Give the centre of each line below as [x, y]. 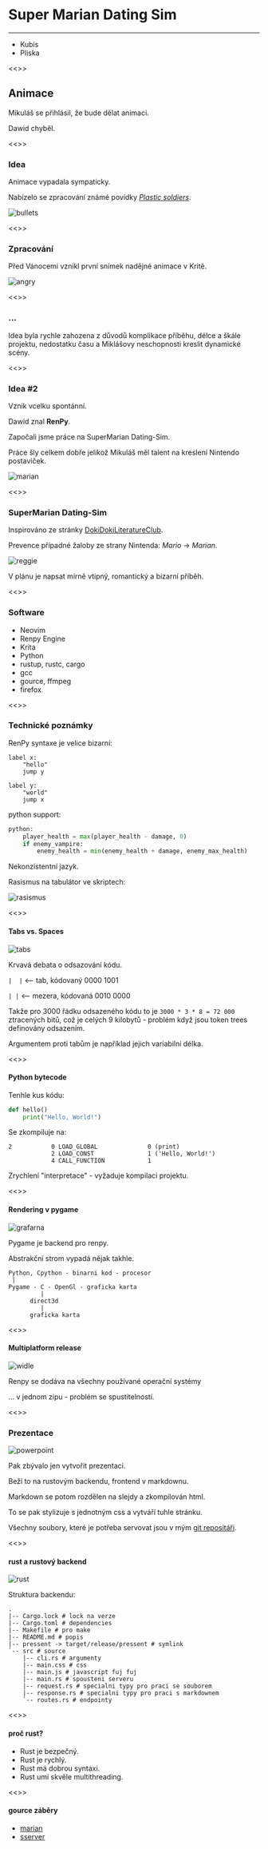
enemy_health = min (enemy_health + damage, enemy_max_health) [142, 851]
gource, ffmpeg [45, 681]
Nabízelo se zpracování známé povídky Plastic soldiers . [100, 197]
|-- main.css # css [55, 1665]
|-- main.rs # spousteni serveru [78, 1680]
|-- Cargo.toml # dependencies [60, 1624]
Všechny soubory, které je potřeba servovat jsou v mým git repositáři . [122, 1528]
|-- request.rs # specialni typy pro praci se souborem [118, 1686]
